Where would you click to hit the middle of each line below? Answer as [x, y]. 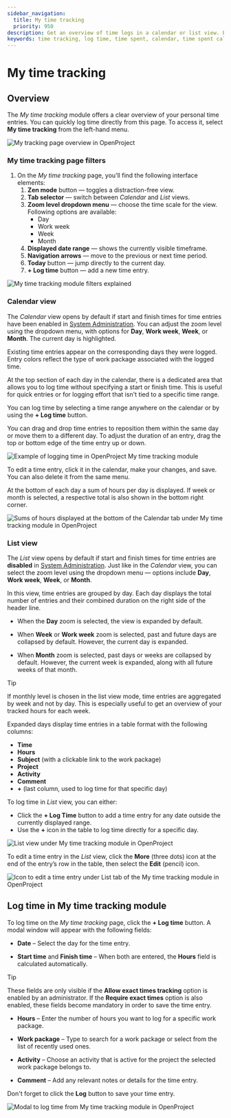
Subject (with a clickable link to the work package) [89, 759]
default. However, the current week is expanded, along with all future [115, 662]
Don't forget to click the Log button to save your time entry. [91, 1093]
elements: [31, 183]
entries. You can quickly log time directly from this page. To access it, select [115, 122]
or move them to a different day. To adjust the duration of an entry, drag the [114, 435]
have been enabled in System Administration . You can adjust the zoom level [114, 324]
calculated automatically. [52, 963]
